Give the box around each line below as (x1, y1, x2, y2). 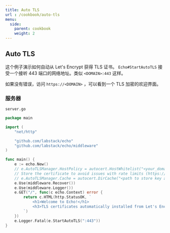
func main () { (5, 157, 35, 162)
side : (10, 21, 22, 27)
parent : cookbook (14, 26, 51, 31)
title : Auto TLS (5, 7, 39, 13)
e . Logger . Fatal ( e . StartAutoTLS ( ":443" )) (14, 218, 101, 223)
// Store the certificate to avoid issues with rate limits (14, 171, 144, 176)
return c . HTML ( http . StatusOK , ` (23, 195, 92, 200)
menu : (5, 17, 17, 22)
